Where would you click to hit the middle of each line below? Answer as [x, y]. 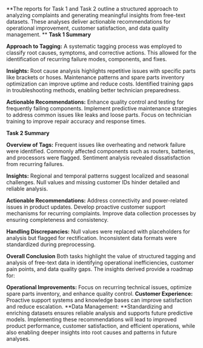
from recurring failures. [35, 164]
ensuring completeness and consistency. [58, 220]
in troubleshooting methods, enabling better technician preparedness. [93, 90]
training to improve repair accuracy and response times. [76, 121]
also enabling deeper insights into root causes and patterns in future [92, 332]
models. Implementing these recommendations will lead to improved [92, 320]
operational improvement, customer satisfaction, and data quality [88, 28]
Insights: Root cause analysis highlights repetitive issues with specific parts [101, 71]
